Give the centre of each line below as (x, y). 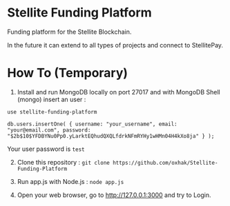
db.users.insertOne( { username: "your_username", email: (92, 124)
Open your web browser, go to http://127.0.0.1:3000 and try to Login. (114, 195)
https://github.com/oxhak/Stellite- (165, 163)
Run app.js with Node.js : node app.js (70, 181)
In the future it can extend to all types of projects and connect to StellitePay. (115, 45)
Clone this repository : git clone (64, 162)
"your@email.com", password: (49, 130)
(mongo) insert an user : (51, 99)
